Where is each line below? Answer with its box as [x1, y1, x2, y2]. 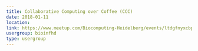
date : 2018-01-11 [6, 14, 49, 20]
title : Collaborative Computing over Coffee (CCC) [6, 8, 133, 15]
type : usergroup [6, 36, 46, 42]
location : [6, 19, 31, 25]
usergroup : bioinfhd [6, 30, 57, 36]
